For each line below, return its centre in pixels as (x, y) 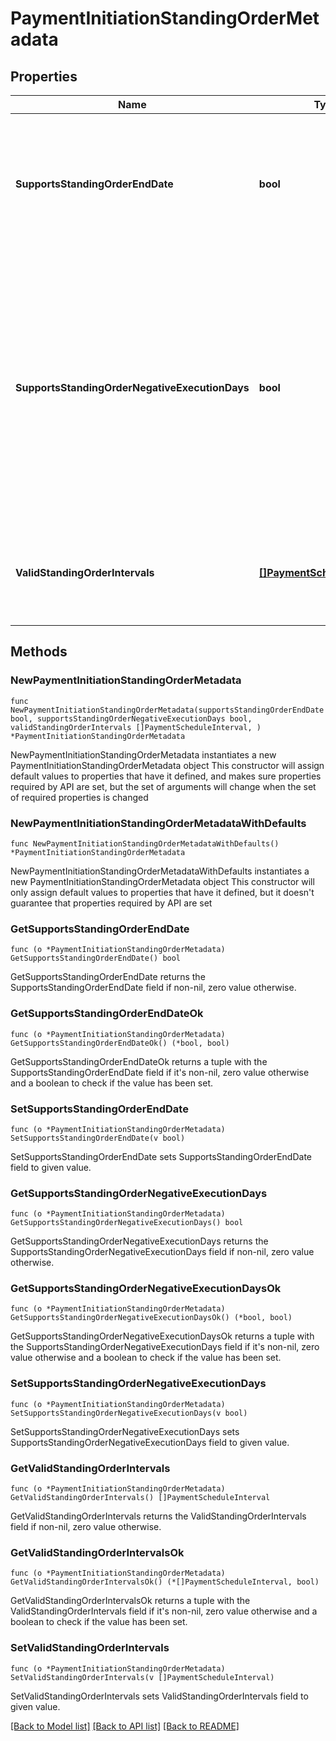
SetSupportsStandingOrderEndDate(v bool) (98, 1138)
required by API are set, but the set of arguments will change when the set (163, 786)
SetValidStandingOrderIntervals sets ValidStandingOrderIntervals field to (159, 1696)
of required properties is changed (79, 797)
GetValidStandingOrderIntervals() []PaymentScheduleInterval (140, 1498)
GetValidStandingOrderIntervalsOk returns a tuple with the (130, 1601)
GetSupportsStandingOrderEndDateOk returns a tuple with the (139, 1061)
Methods (39, 652)
